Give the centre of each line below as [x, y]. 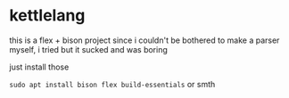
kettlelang [47, 16]
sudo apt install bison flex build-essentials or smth [112, 84]
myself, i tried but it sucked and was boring [88, 49]
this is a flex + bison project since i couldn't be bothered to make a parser [144, 40]
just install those [39, 67]
